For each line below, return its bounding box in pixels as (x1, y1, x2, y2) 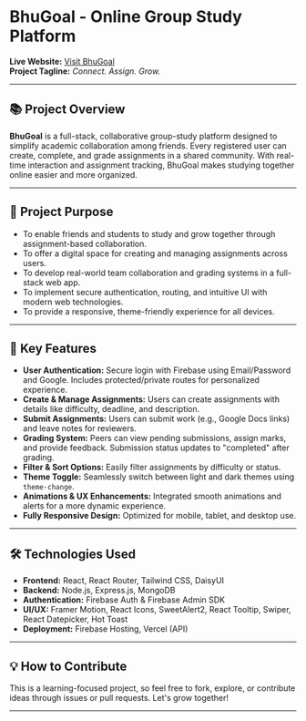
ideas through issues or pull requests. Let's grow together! (9, 693, 229, 703)
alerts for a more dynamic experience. (22, 500, 167, 511)
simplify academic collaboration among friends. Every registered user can (9, 139, 287, 151)
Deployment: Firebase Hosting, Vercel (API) (22, 623, 189, 634)
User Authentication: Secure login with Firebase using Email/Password (22, 365, 291, 376)
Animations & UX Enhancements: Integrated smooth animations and (22, 490, 282, 502)
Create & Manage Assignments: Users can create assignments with (22, 394, 280, 405)
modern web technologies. (22, 296, 124, 307)
